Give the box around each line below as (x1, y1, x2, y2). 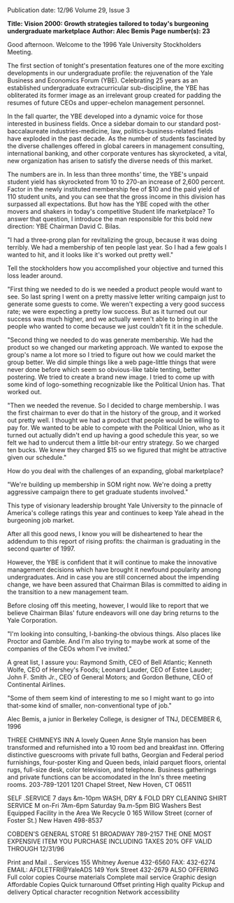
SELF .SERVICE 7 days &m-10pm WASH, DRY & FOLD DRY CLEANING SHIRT (7, 794, 228, 802)
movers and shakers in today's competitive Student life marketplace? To (7, 208, 215, 215)
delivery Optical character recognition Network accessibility (7, 888, 180, 896)
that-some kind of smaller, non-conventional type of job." (7, 702, 173, 709)
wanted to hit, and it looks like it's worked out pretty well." (7, 251, 174, 259)
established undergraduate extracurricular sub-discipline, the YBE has (7, 84, 210, 92)
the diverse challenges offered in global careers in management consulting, (7, 142, 225, 150)
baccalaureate (7, 127, 49, 135)
